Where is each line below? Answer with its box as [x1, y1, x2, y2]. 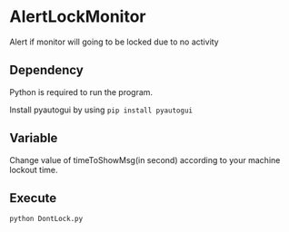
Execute [9, 190, 57, 206]
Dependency [9, 63, 84, 78]
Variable [9, 130, 58, 146]
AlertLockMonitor [9, 6, 146, 27]
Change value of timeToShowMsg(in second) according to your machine [9, 154, 281, 165]
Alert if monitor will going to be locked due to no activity [9, 36, 220, 47]
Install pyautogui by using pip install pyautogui [9, 104, 194, 115]
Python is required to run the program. [9, 86, 153, 97]
